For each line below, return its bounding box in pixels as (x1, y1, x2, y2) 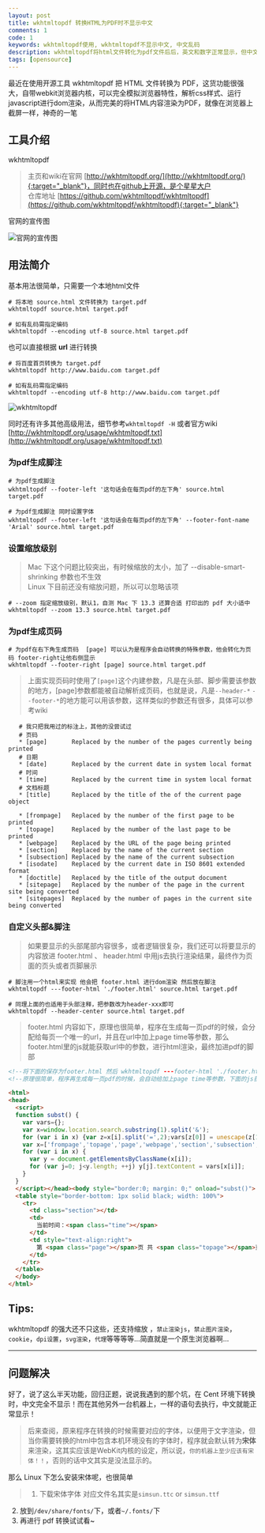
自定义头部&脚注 (8, 922, 71, 933)
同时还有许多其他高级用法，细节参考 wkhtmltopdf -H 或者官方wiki (8, 418, 218, 428)
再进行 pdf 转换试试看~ (19, 1516, 95, 1525)
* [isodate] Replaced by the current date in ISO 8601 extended (18, 860, 245, 868)
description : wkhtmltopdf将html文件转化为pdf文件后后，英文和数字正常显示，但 (8, 48, 247, 56)
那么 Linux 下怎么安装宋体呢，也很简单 (8, 1472, 134, 1482)
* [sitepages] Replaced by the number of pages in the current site (18, 895, 252, 903)
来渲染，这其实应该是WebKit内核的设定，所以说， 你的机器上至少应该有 (27, 1445, 248, 1455)
